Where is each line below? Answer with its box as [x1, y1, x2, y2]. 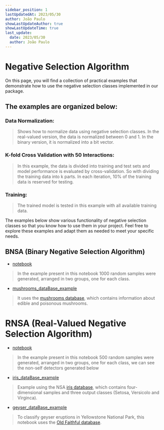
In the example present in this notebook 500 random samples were [17, 354, 154, 360]
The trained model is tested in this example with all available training [17, 202, 157, 208]
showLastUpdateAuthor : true [5, 21, 63, 26]
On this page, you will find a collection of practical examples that [5, 78, 137, 84]
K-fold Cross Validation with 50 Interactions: [5, 152, 115, 159]
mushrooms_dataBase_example [12, 285, 77, 291]
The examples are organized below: [5, 102, 118, 111]
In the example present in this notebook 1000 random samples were [17, 270, 156, 276]
